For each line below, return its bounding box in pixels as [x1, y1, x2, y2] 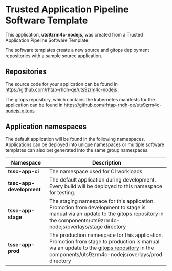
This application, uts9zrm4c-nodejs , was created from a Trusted [5, 31, 143, 38]
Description [92, 159, 121, 166]
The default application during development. [49, 176, 156, 183]
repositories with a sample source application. [5, 52, 102, 59]
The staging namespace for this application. [49, 197, 155, 204]
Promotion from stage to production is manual [49, 238, 160, 245]
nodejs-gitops [5, 107, 35, 114]
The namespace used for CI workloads [49, 168, 142, 175]
